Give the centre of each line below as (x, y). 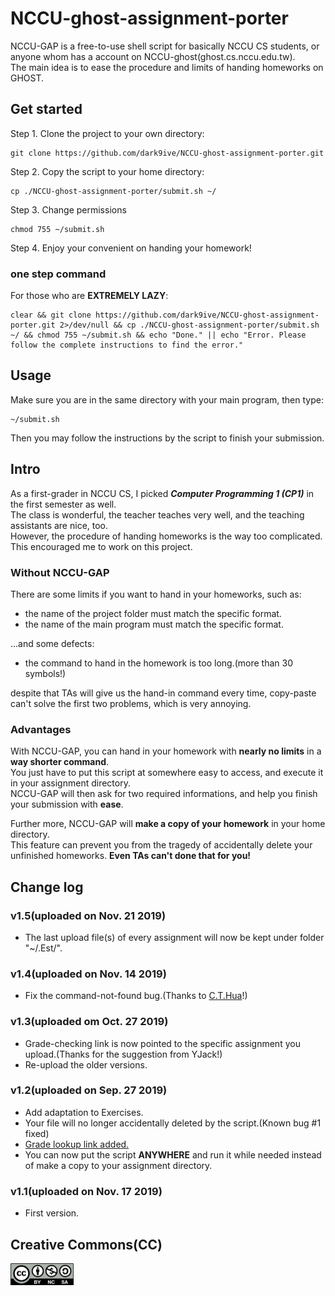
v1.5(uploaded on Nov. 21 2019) (88, 915)
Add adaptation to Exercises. (84, 1112)
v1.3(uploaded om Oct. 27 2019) (89, 1022)
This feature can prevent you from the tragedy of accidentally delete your (161, 845)
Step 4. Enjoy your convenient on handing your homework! (131, 248)
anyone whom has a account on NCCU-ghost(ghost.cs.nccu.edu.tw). (153, 56)
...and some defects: (52, 643)
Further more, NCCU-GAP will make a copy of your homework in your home (168, 824)
